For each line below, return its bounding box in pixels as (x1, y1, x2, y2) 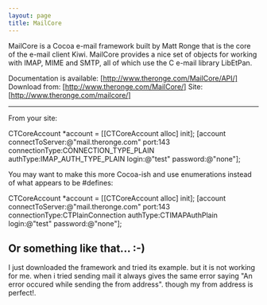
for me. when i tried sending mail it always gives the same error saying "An (8, 272, 253, 281)
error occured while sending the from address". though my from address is (8, 280, 253, 289)
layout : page (8, 11, 52, 20)
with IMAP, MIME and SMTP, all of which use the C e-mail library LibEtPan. (8, 57, 253, 68)
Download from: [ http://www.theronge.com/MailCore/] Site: (8, 81, 203, 92)
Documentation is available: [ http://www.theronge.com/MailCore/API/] (8, 73, 238, 83)
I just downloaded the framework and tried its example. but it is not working (8, 263, 256, 272)
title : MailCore (8, 19, 62, 27)
